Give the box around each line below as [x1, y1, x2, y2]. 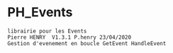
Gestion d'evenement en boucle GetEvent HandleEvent [7, 40, 167, 47]
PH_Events [7, 4, 73, 20]
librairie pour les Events [7, 28, 87, 35]
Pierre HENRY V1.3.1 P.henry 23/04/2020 [7, 33, 132, 41]
